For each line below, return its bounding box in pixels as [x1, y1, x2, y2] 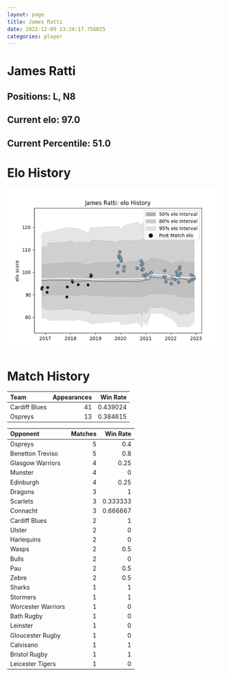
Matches [71, 430, 97, 438]
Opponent [10, 430, 40, 438]
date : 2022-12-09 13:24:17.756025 [7, 25, 106, 32]
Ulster [10, 526, 27, 534]
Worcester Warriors [10, 602, 65, 610]
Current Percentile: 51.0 [7, 138, 111, 149]
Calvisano [10, 641, 38, 649]
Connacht [10, 506, 38, 515]
